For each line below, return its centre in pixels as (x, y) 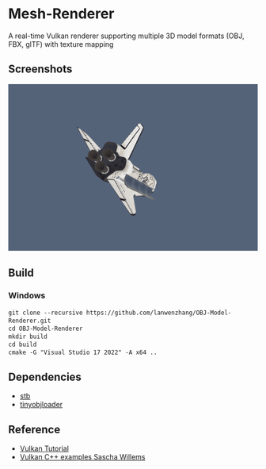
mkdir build (28, 337)
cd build (23, 345)
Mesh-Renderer (61, 14)
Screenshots (40, 69)
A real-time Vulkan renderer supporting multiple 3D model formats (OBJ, (126, 36)
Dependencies (45, 377)
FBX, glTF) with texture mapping (61, 44)
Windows (27, 296)
